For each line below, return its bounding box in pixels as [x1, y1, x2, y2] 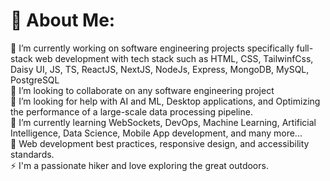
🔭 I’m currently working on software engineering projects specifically [10, 42, 295, 54]
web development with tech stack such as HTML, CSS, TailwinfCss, [34, 52, 314, 64]
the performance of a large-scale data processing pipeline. [10, 105, 253, 118]
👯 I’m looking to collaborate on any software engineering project [10, 84, 275, 96]
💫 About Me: [10, 9, 116, 32]
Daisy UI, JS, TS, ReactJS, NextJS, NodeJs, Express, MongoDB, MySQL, [10, 63, 310, 75]
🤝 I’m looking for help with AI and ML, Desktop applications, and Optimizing [10, 95, 321, 107]
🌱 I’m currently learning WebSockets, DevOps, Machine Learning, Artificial [10, 116, 317, 128]
